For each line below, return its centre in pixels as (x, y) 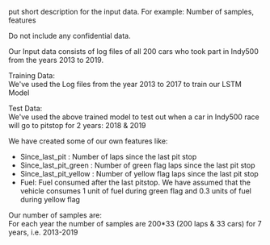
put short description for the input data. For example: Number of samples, (131, 12)
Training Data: (32, 75)
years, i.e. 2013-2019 (43, 232)
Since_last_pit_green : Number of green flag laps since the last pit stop (137, 165)
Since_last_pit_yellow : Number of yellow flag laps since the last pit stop (139, 174)
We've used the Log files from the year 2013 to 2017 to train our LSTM (125, 84)
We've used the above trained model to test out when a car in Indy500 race (134, 117)
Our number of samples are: (55, 215)
